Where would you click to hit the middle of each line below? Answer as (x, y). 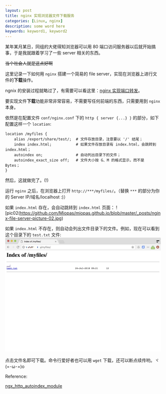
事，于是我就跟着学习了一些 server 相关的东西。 (54, 53)
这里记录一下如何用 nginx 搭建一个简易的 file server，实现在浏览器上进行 (79, 74)
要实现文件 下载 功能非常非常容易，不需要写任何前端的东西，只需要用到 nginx (83, 101)
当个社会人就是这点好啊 (29, 63)
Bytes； (13, 166)
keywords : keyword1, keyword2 (36, 31)
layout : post (19, 10)
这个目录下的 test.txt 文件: (33, 235)
